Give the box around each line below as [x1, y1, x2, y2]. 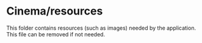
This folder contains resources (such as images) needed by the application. [6, 24, 197, 31]
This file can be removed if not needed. [6, 30, 106, 38]
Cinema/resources [6, 4, 103, 18]
